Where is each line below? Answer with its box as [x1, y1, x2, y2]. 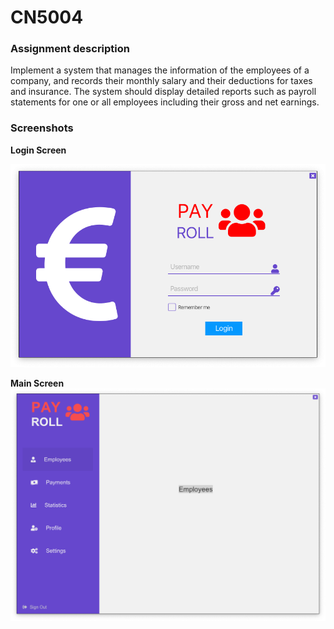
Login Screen [10, 144, 67, 156]
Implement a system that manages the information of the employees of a [10, 64, 310, 76]
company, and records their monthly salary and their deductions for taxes [10, 75, 313, 87]
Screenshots [10, 121, 74, 135]
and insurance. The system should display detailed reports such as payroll [10, 86, 317, 98]
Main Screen [10, 377, 65, 390]
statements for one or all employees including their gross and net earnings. [10, 96, 320, 108]
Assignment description [10, 42, 131, 56]
